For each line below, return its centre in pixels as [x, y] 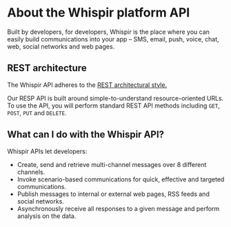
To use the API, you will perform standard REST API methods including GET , [114, 106]
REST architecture [47, 68]
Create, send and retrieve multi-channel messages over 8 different [112, 164]
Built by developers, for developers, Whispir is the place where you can [109, 32]
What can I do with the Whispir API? [86, 135]
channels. [31, 172]
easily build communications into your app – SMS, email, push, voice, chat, [113, 39]
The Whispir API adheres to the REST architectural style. [87, 85]
